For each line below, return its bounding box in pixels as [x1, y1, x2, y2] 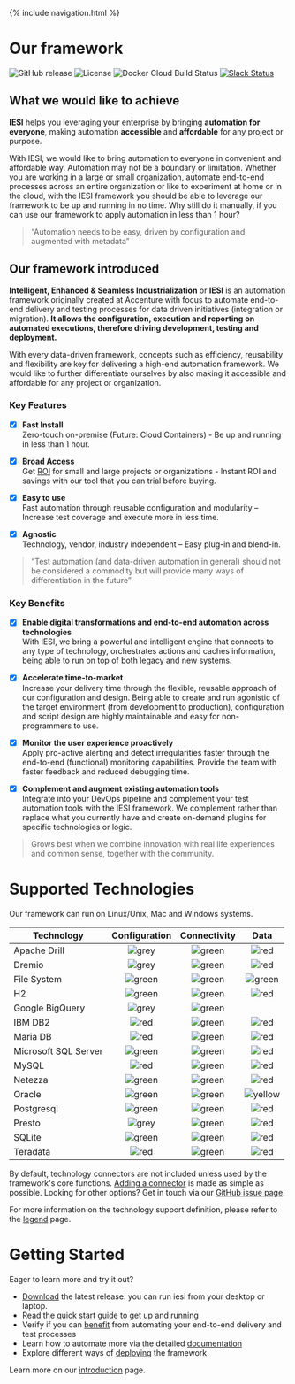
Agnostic [21, 529, 57, 540]
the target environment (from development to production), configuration [21, 701, 284, 711]
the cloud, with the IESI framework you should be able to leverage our [9, 190, 263, 201]
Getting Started [9, 1244, 125, 1265]
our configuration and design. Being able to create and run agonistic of [21, 692, 281, 703]
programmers [21, 720, 72, 731]
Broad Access [21, 456, 75, 466]
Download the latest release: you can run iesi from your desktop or [21, 1291, 265, 1302]
